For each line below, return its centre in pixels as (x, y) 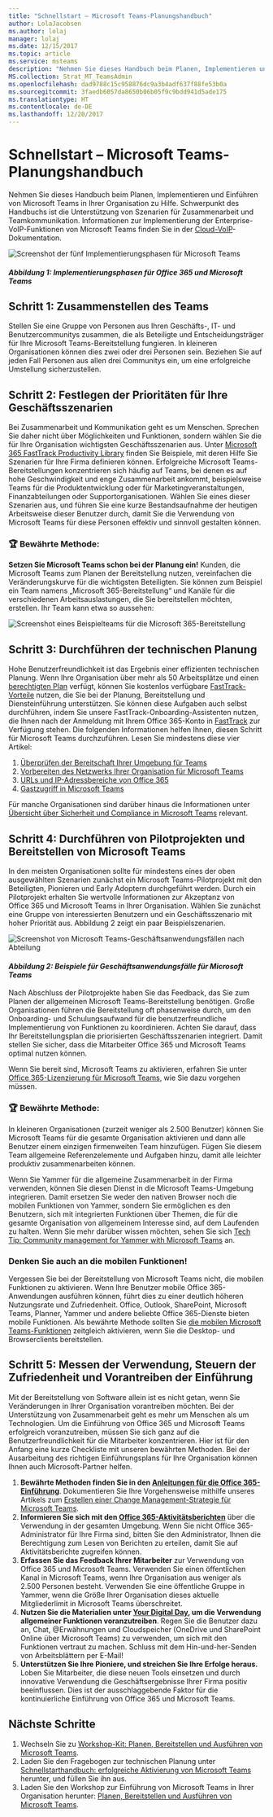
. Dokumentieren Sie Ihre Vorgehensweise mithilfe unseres (157, 1490)
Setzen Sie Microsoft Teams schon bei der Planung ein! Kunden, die (125, 565)
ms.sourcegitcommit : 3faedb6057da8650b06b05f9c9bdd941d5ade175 (118, 92)
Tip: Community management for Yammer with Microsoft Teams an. (122, 1240)
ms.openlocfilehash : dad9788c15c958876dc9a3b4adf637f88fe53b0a (118, 84)
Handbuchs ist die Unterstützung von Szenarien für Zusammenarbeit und (131, 212)
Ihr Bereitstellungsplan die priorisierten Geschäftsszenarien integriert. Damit (135, 1036)
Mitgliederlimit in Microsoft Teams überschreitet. (101, 1603)
